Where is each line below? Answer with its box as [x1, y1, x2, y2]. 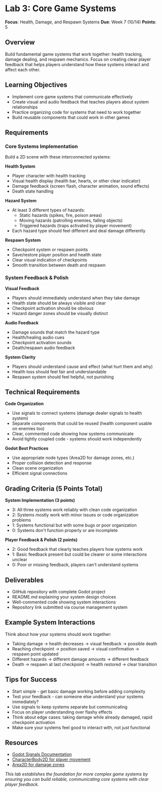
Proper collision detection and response [12, 460, 92, 466]
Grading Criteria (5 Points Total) [5, 484, 103, 493]
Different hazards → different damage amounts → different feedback [12, 656, 149, 662]
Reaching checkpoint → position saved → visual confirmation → [12, 646, 139, 651]
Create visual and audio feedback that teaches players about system [12, 99, 149, 105]
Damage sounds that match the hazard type [12, 329, 100, 335]
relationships [12, 104, 38, 110]
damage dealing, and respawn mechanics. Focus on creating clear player [5, 56, 151, 62]
